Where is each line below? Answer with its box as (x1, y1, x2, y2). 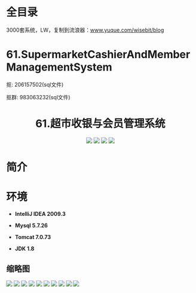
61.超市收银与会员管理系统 (35, 117, 166, 130)
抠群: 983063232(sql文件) (6, 93, 71, 100)
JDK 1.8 (14, 245, 35, 252)
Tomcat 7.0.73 (14, 233, 51, 240)
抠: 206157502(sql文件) (6, 81, 64, 88)
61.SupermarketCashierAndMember (6, 48, 191, 62)
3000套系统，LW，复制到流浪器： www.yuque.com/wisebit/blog (6, 26, 164, 33)
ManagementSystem (6, 60, 112, 74)
